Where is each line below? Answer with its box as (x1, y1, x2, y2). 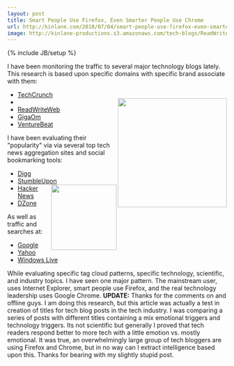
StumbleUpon (17, 177, 57, 185)
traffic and (7, 220, 37, 229)
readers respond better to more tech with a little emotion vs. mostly (7, 328, 201, 337)
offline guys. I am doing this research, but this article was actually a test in (7, 299, 220, 307)
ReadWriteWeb (17, 105, 61, 114)
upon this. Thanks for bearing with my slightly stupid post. (7, 351, 174, 359)
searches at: (7, 227, 43, 236)
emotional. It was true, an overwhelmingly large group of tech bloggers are (7, 336, 221, 344)
